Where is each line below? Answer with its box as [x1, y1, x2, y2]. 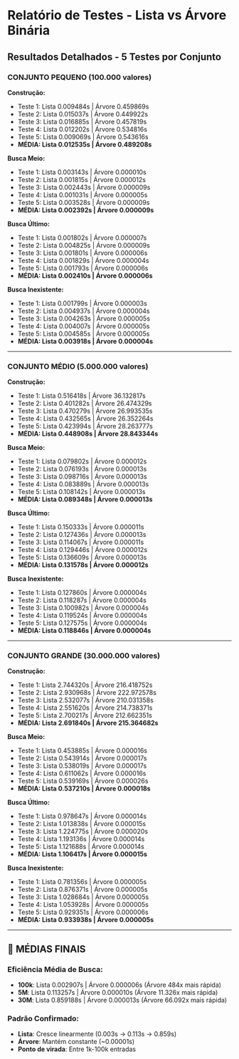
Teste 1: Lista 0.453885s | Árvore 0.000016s [17, 746, 148, 755]
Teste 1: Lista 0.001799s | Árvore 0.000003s [17, 298, 147, 307]
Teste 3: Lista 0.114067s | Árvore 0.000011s [17, 538, 144, 546]
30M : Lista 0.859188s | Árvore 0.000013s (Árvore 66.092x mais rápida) [17, 996, 228, 1005]
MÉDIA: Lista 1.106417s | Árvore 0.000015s [17, 850, 148, 858]
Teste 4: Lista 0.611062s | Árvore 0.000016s [17, 769, 147, 778]
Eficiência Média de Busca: [7, 964, 103, 974]
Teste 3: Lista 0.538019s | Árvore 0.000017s [17, 761, 147, 771]
